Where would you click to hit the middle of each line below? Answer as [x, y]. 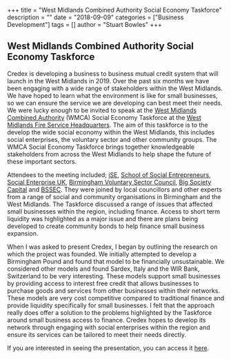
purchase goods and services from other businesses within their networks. [114, 290]
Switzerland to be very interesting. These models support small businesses [114, 276]
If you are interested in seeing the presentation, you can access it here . [108, 348]
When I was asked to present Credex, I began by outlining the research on [112, 247]
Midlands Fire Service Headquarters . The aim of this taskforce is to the [108, 125]
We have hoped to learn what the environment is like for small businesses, [113, 95]
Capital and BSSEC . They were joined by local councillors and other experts [115, 189]
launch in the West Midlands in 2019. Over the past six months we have [108, 81]
